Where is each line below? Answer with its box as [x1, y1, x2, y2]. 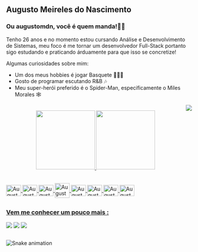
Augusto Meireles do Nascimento [6, 5, 131, 15]
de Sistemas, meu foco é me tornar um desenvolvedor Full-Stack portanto [6, 42, 186, 49]
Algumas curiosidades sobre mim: [6, 60, 89, 67]
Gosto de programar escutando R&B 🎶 [14, 77, 107, 84]
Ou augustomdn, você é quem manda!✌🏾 [6, 22, 126, 31]
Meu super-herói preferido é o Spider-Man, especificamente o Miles [14, 84, 181, 91]
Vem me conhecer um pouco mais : [6, 208, 109, 217]
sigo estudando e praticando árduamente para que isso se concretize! [6, 48, 177, 55]
